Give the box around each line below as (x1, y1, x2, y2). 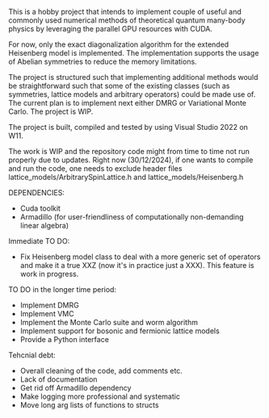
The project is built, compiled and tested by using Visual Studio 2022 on (8, 123, 249, 132)
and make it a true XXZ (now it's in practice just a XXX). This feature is (19, 261, 254, 270)
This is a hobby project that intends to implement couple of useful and (8, 7, 242, 16)
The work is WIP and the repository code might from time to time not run (8, 147, 250, 156)
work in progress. (19, 270, 79, 278)
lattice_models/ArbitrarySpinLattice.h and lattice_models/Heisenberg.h (8, 173, 244, 182)
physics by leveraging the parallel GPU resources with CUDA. (8, 24, 212, 33)
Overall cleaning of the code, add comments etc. (19, 366, 183, 375)
